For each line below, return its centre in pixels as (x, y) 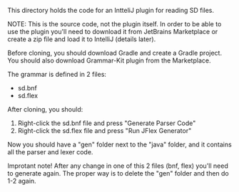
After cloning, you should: (45, 109)
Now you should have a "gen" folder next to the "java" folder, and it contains (119, 144)
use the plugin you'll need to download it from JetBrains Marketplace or (113, 32)
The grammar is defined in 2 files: (57, 74)
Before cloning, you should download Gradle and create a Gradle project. (115, 53)
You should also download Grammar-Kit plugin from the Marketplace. (109, 60)
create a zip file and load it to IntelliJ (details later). (82, 39)
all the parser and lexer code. (50, 152)
